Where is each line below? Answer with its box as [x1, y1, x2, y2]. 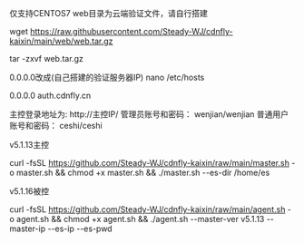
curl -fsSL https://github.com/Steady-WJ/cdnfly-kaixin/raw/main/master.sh [9, 158, 290, 168]
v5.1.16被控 [9, 186, 50, 197]
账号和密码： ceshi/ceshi [9, 121, 103, 131]
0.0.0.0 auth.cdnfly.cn [9, 90, 92, 101]
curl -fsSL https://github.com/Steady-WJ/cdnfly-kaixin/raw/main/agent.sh [9, 204, 286, 215]
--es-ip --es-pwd [47, 223, 113, 234]
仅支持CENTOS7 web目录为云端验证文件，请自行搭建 [9, 8, 209, 18]
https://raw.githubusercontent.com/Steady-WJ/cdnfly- [30, 26, 233, 36]
